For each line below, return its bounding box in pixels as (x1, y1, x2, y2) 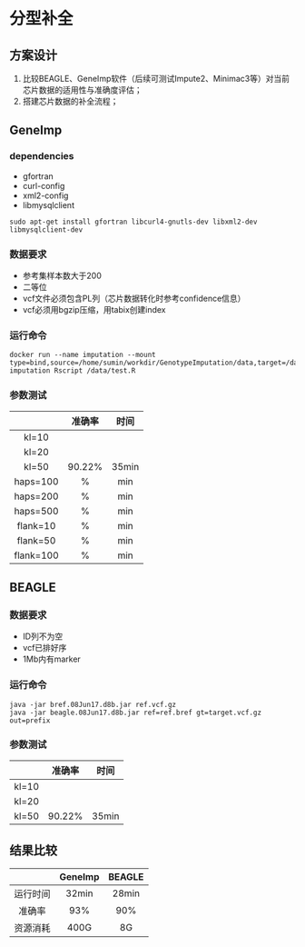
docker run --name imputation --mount (9, 351, 156, 360)
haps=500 (14, 504, 59, 517)
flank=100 (14, 549, 59, 562)
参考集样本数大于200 (22, 270, 102, 281)
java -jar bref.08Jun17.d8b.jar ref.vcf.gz (9, 700, 177, 709)
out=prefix (9, 715, 51, 725)
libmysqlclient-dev (9, 224, 84, 234)
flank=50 (16, 533, 56, 546)
